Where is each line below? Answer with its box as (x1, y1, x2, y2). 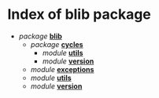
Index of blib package (7, 5, 151, 24)
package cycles (30, 39, 83, 49)
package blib (18, 31, 62, 41)
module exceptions (30, 64, 94, 74)
